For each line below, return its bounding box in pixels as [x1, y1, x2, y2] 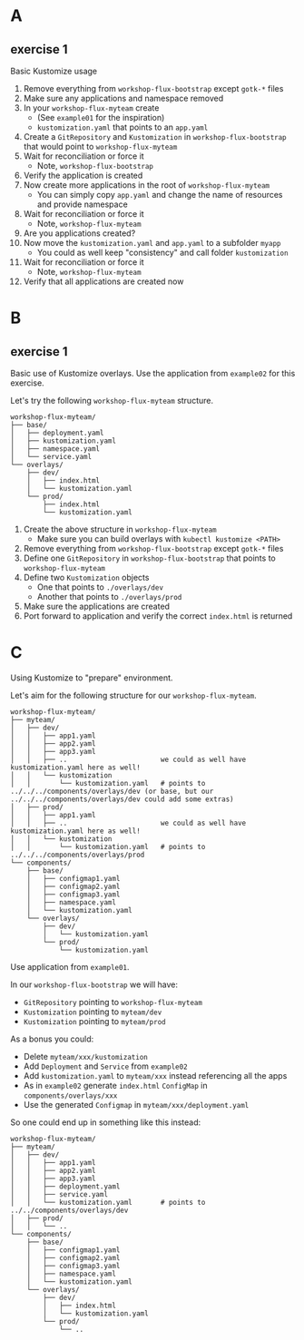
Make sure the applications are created [23, 601, 171, 611]
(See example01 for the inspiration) [36, 112, 165, 122]
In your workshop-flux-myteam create [23, 103, 160, 113]
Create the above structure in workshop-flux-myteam [23, 523, 217, 534]
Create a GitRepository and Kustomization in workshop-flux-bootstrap [23, 132, 287, 142]
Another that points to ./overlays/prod [36, 592, 182, 602]
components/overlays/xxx [23, 1091, 118, 1100]
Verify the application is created [23, 170, 143, 181]
